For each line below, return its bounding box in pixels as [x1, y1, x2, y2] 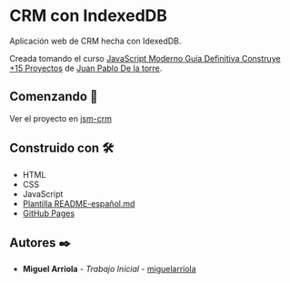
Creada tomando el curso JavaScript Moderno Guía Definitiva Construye [9, 53, 281, 63]
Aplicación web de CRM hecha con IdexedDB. [9, 35, 182, 46]
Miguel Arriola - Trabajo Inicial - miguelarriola [22, 264, 197, 275]
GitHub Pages [22, 208, 75, 219]
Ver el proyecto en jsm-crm [9, 112, 112, 123]
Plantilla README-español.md [22, 198, 135, 209]
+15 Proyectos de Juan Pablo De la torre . [9, 63, 163, 73]
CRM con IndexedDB [9, 5, 168, 26]
